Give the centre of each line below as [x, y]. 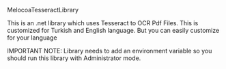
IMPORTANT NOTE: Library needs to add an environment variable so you [110, 51]
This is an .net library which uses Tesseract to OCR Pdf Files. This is [103, 23]
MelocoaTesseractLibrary [43, 10]
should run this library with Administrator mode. [74, 58]
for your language [32, 38]
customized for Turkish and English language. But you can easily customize [113, 30]
